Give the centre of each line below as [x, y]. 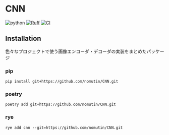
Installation [23, 39]
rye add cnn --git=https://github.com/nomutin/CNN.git [64, 127]
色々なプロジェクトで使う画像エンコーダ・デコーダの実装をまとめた [76, 51]
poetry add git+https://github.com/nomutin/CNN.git [61, 105]
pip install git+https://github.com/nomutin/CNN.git [62, 82]
